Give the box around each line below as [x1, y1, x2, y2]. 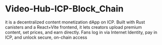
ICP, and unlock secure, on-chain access [5, 34, 88, 40]
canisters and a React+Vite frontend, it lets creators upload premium [5, 24, 142, 30]
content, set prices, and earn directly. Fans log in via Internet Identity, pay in [5, 29, 158, 35]
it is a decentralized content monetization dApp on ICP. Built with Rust [5, 19, 145, 25]
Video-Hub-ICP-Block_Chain [5, 3, 124, 14]
